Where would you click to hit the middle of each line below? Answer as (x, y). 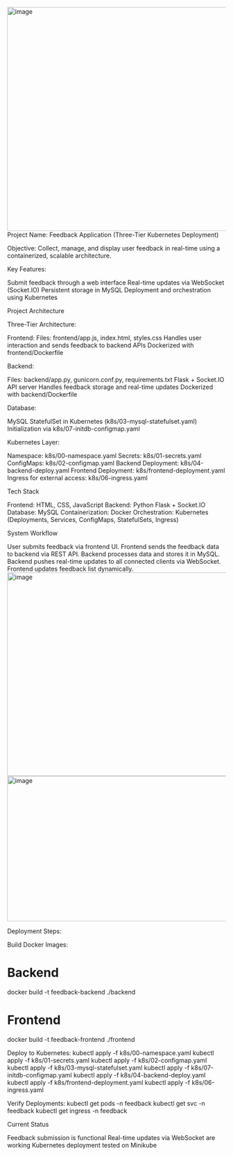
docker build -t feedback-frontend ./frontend (71, 1039)
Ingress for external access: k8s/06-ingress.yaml (77, 478)
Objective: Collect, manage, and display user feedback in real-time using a (114, 248)
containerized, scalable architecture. (59, 255)
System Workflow (32, 533)
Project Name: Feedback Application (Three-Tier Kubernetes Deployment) (113, 235)
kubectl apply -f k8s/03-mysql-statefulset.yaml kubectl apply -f (98, 1068)
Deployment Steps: (35, 931)
